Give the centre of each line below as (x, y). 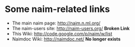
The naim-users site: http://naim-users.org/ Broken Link (71, 28)
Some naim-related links (57, 9)
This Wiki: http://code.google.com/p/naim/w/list (62, 33)
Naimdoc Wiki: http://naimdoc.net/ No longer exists (66, 39)
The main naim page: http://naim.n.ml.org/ (56, 23)
